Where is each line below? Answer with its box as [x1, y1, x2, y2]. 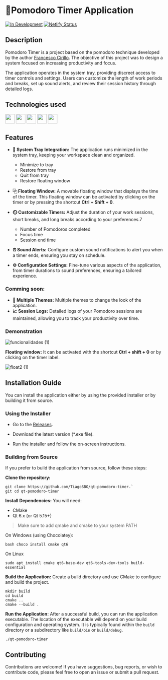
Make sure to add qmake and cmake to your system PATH [17, 522, 137, 528]
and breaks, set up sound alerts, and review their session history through [5, 80, 156, 86]
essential [5, 565, 26, 570]
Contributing [5, 650, 46, 659]
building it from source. [5, 397, 54, 403]
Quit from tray [20, 172, 49, 178]
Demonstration [5, 327, 43, 334]
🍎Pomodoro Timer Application [5, 5, 134, 16]
